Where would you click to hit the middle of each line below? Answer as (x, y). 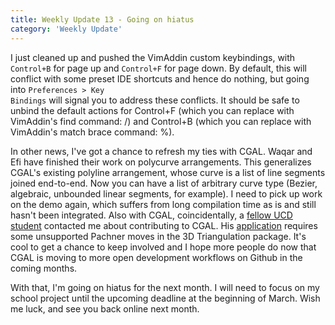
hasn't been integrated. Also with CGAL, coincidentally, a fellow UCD (151, 215)
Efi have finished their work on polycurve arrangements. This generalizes (161, 162)
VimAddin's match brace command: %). (92, 132)
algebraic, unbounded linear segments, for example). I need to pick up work (166, 193)
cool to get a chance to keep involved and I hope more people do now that (163, 247)
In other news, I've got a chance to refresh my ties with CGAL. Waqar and (161, 151)
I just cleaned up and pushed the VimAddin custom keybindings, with (153, 57)
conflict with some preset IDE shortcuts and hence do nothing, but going (160, 78)
